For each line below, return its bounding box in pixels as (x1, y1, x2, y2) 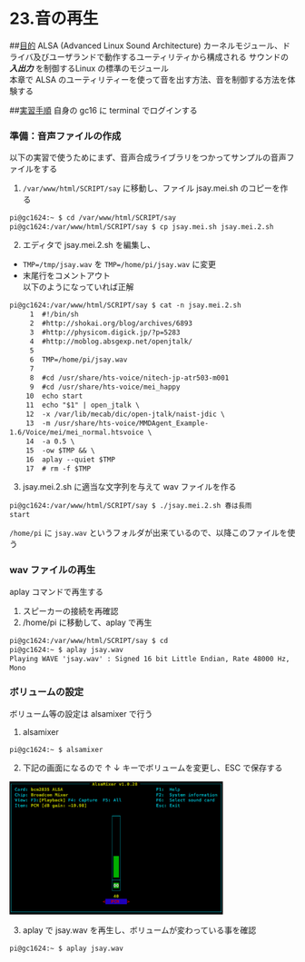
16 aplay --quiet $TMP (25, 455, 116, 464)
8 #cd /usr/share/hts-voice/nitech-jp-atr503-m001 (29, 373, 230, 382)
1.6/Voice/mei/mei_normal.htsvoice (9, 428, 144, 437)
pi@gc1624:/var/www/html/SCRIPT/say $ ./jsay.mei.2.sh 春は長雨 (9, 501, 252, 511)
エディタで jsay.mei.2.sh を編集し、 (22, 240, 156, 251)
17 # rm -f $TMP (25, 464, 92, 473)
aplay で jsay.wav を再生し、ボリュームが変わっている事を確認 (22, 924, 257, 936)
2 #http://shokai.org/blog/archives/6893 (29, 319, 193, 328)
